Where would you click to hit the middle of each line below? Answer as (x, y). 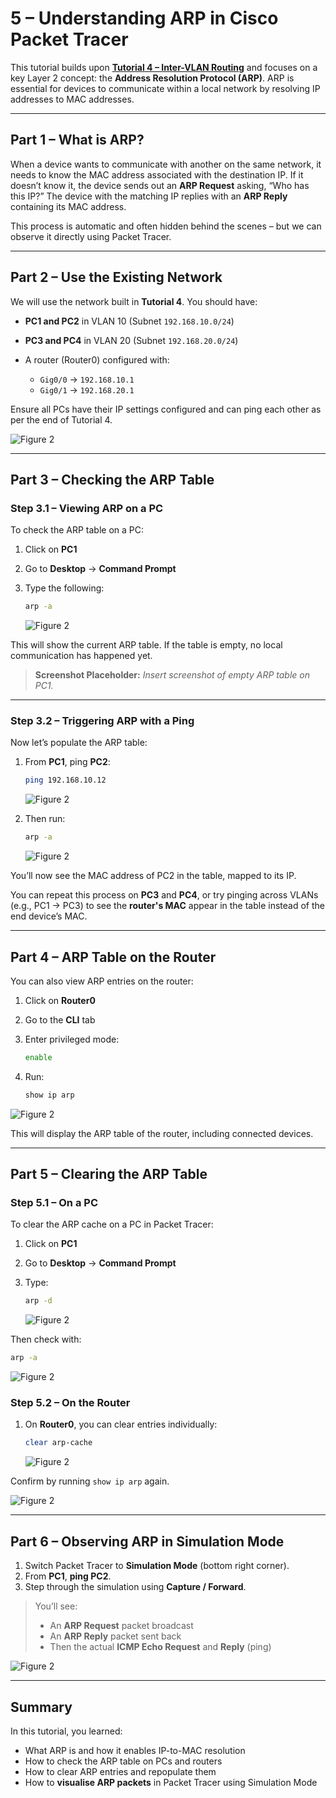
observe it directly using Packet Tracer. (91, 236)
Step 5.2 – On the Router (70, 1403)
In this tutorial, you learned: (66, 1731)
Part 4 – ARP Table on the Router (113, 957)
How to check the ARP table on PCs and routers (123, 1761)
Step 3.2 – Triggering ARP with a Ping (102, 721)
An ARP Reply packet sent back (115, 1636)
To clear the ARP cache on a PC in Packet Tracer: (112, 1224)
